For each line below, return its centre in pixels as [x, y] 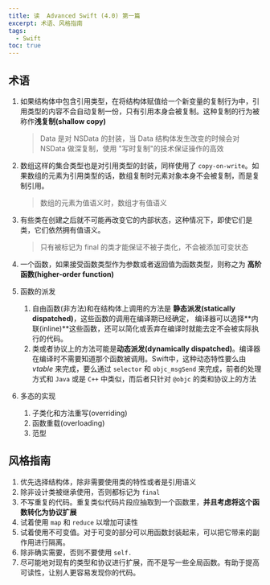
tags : [17, 31]
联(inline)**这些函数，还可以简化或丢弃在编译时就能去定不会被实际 [142, 328]
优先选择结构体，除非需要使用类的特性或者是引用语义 [108, 482]
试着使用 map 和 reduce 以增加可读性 [79, 522]
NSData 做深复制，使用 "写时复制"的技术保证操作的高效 [132, 148]
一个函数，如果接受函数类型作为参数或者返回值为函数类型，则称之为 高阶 [141, 264]
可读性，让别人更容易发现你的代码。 [80, 572]
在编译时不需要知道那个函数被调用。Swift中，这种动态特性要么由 [139, 358]
